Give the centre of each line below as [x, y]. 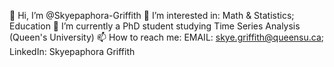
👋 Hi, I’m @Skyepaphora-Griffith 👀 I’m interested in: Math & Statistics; [152, 15]
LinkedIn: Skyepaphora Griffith [72, 51]
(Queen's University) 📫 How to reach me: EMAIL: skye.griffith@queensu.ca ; [166, 37]
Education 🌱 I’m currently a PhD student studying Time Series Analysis [155, 26]
